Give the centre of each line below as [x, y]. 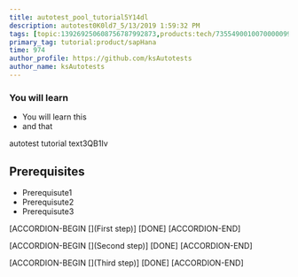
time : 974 [27, 50]
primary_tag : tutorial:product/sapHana [83, 42]
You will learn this [54, 117]
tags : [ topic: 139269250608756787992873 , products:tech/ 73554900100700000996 [152, 34]
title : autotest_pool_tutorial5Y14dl [79, 17]
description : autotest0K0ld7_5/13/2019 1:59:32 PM [105, 26]
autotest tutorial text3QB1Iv [59, 143]
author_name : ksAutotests [57, 67]
